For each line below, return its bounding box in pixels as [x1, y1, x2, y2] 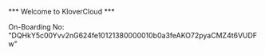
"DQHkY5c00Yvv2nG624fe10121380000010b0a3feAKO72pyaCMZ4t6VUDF [8, 31, 258, 40]
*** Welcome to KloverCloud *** [8, 7, 115, 16]
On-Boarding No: [8, 22, 65, 31]
